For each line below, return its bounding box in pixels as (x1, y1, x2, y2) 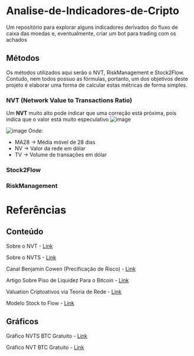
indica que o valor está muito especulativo (6, 116, 109, 123)
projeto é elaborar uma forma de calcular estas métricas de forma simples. (6, 81, 188, 88)
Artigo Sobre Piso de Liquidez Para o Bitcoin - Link (6, 276, 129, 284)
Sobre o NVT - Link (6, 242, 53, 249)
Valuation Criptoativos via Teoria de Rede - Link (6, 288, 122, 295)
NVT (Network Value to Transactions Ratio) (6, 96, 133, 104)
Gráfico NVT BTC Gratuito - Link (6, 344, 84, 351)
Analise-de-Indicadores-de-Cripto (6, 4, 180, 18)
